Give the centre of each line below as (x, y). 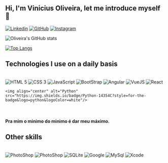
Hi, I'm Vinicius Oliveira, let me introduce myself (83, 8)
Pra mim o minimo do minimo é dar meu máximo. (58, 121)
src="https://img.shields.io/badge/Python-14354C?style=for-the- (76, 96)
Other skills (24, 137)
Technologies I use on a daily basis (61, 64)
